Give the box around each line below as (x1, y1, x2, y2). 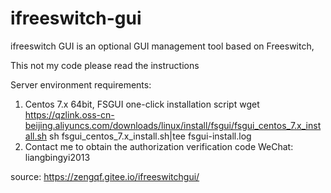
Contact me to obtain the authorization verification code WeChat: (24, 140, 294, 152)
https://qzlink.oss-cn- (24, 108, 115, 121)
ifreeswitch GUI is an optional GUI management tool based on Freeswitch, (10, 40, 315, 52)
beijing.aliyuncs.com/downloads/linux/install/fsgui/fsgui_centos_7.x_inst (24, 119, 322, 131)
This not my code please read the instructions (10, 59, 200, 71)
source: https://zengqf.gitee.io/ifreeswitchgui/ (10, 170, 200, 182)
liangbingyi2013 (24, 151, 91, 163)
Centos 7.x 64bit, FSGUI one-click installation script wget (24, 98, 260, 110)
